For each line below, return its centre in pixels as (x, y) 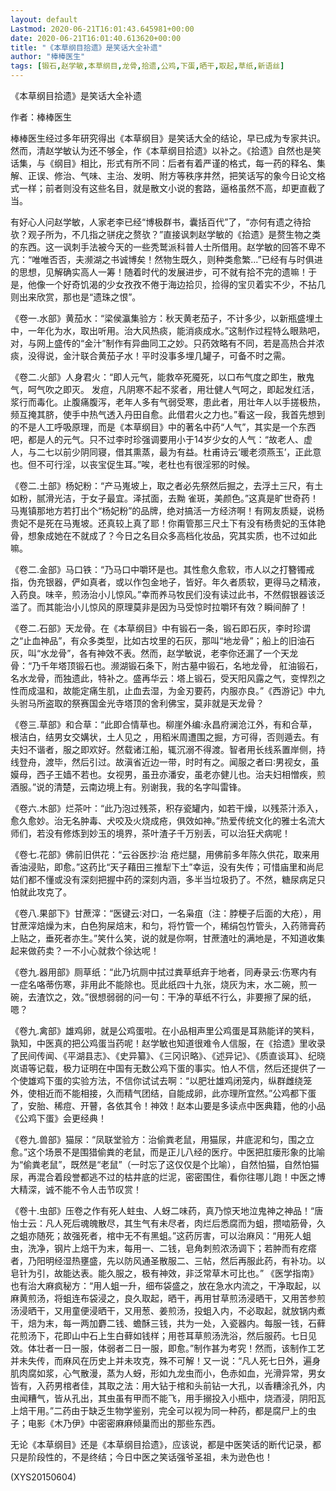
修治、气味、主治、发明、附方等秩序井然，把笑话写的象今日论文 (185, 175)
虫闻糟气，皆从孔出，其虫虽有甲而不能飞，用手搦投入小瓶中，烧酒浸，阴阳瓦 (168, 1398)
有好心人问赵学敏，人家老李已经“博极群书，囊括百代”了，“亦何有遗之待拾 (161, 222)
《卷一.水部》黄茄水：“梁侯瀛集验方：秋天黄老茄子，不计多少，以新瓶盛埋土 (167, 318)
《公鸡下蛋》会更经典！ (58, 1118)
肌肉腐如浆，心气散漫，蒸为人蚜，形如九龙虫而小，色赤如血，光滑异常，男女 (168, 1373)
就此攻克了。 (45, 892)
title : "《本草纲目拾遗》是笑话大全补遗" (86, 47)
